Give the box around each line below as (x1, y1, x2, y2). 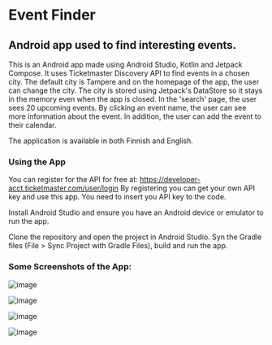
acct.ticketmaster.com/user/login (8, 183, 119, 193)
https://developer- (139, 175, 201, 185)
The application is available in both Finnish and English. (8, 136, 193, 146)
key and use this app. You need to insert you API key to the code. (8, 192, 227, 202)
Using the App (8, 156, 67, 168)
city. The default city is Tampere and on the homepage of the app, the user (8, 77, 260, 86)
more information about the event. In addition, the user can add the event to (8, 111, 262, 121)
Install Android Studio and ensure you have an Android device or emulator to (8, 207, 264, 217)
